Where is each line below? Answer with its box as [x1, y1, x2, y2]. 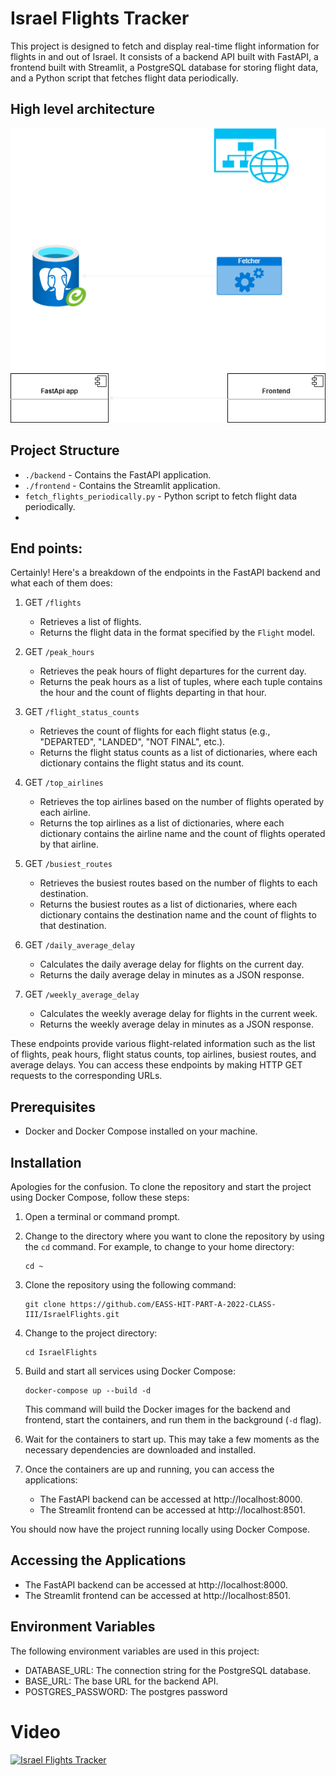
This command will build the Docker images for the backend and [24, 1403, 291, 1416]
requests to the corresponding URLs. [10, 1070, 163, 1082]
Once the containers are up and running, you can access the [24, 1463, 275, 1476]
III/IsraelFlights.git [24, 1310, 120, 1320]
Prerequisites [10, 1098, 96, 1116]
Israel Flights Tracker [10, 7, 190, 30]
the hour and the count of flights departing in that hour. [39, 687, 267, 699]
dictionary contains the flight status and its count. [39, 757, 245, 769]
